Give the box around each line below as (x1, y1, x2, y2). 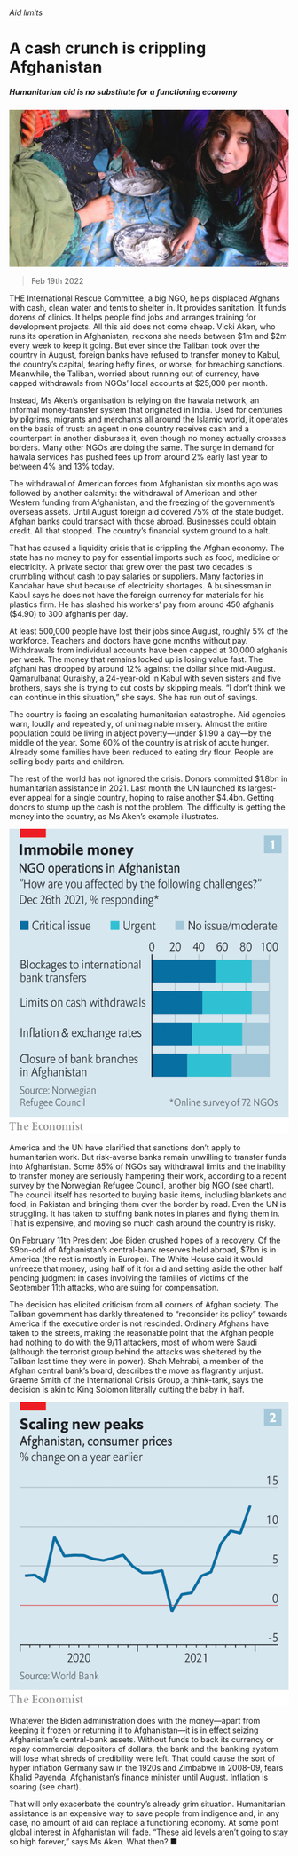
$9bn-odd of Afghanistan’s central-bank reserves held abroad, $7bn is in (9, 1244, 277, 1255)
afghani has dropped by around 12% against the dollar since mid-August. (9, 664, 277, 675)
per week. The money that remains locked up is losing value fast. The (9, 654, 263, 665)
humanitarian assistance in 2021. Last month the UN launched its (9, 783, 247, 794)
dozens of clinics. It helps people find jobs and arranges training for (9, 312, 257, 323)
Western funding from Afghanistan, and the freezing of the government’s (9, 497, 276, 508)
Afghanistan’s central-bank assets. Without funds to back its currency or (9, 1734, 275, 1744)
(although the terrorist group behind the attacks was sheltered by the (9, 1347, 262, 1357)
